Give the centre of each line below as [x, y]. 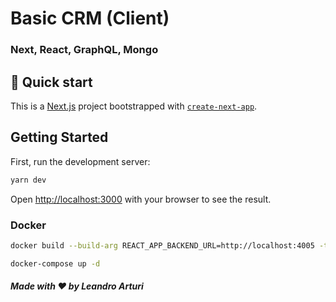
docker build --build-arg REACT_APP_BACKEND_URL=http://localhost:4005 [162, 245]
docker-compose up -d [55, 263]
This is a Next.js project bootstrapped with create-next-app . [134, 106]
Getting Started [59, 137]
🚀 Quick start [51, 82]
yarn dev [28, 180]
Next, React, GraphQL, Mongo [84, 50]
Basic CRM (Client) [90, 18]
